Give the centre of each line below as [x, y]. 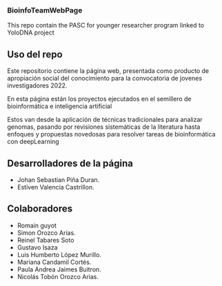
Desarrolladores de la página [70, 163]
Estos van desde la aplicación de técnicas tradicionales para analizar [105, 120]
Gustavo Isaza [37, 247]
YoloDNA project [31, 32]
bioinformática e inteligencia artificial [60, 106]
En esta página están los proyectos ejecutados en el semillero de [99, 99]
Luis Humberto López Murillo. [59, 254]
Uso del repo [35, 54]
